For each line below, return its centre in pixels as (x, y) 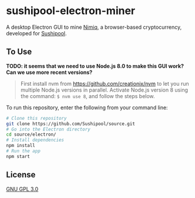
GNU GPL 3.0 (22, 189)
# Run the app (23, 151)
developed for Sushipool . (36, 33)
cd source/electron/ (31, 135)
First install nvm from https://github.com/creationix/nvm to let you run (105, 83)
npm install (21, 146)
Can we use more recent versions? (49, 72)
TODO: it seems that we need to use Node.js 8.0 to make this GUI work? (95, 66)
